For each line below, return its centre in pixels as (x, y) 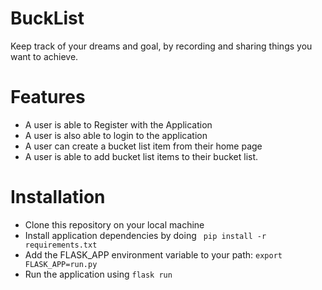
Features (48, 97)
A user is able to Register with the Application (118, 124)
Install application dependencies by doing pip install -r (145, 235)
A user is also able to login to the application (116, 135)
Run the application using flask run (98, 274)
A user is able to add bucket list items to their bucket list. (141, 156)
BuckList (47, 18)
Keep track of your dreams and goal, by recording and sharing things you (161, 46)
